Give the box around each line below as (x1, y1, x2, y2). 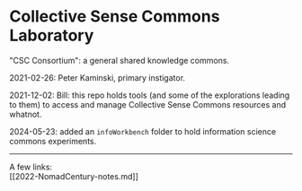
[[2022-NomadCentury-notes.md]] (9, 170, 139, 181)
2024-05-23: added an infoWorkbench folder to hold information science (9, 126, 277, 136)
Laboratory (9, 25, 94, 46)
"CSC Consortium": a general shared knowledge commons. (9, 55, 230, 65)
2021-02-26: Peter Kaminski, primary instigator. (9, 72, 186, 82)
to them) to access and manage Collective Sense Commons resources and (9, 99, 286, 109)
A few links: (9, 161, 52, 172)
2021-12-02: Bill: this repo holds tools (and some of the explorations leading (9, 90, 290, 100)
